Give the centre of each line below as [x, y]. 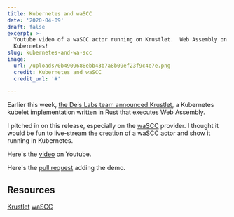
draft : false [26, 27]
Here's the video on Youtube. [49, 154]
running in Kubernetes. [40, 141]
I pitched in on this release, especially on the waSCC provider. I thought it [113, 126]
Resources [31, 190]
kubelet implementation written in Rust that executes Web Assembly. [106, 112]
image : [17, 59]
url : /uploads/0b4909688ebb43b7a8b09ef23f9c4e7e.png [92, 66]
